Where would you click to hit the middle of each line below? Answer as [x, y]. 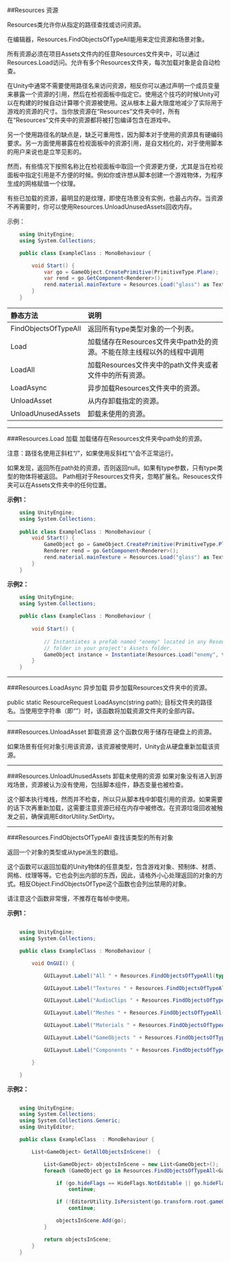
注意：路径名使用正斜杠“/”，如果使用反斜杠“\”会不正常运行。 [92, 453]
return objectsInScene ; [77, 1239]
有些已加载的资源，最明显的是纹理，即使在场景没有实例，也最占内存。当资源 [115, 198]
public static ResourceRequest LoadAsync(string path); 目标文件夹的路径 [110, 702]
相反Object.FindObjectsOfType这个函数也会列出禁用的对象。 [104, 884]
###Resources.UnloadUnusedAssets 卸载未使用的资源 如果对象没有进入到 [112, 776]
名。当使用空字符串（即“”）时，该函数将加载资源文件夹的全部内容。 [103, 711]
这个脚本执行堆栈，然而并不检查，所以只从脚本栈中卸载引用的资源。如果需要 [115, 800]
